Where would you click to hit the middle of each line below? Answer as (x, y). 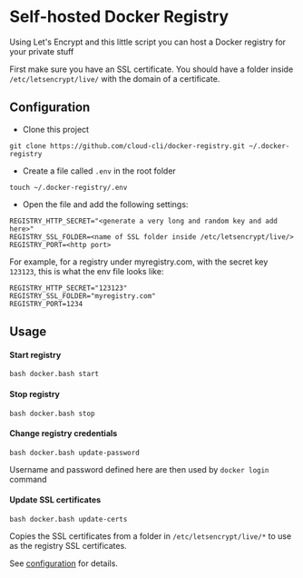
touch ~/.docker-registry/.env (68, 187)
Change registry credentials (64, 433)
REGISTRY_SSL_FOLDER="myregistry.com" (83, 296)
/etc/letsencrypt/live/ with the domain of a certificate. (115, 78)
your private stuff (42, 51)
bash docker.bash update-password (75, 453)
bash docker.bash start (54, 374)
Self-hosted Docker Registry (119, 17)
